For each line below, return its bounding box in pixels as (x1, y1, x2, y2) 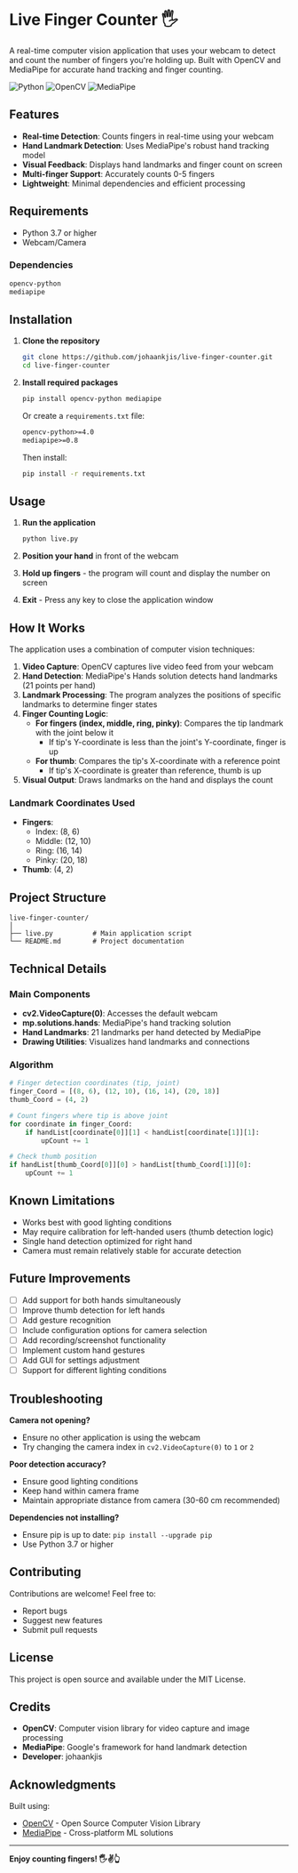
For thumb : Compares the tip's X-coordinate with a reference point (35, 756, 281, 767)
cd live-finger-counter (21, 361, 111, 370)
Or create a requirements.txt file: (21, 411, 145, 422)
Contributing (9, 1564, 82, 1580)
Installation (9, 312, 73, 327)
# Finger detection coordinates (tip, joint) (9, 1079, 180, 1088)
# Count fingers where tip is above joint (9, 1111, 169, 1120)
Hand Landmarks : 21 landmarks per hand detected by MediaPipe (21, 1026, 262, 1037)
